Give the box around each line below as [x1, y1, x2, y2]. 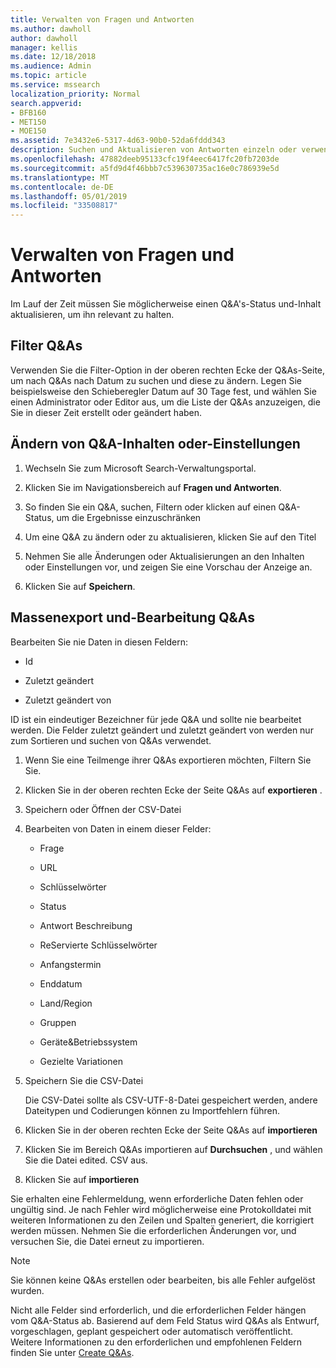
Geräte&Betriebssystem [39, 1036, 138, 1048]
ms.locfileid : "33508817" [10, 201, 118, 211]
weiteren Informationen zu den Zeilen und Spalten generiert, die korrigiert [10, 1214, 315, 1226]
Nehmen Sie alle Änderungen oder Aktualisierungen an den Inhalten [24, 550, 305, 562]
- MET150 [10, 117, 47, 127]
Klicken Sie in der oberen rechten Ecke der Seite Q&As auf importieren [24, 1124, 318, 1136]
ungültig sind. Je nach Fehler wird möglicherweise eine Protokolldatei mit [10, 1203, 312, 1215]
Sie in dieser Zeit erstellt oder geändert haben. [10, 406, 203, 418]
